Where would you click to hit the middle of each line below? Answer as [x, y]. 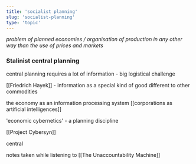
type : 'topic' [24, 22]
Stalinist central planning [43, 61]
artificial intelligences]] [34, 109]
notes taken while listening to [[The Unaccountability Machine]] [83, 155]
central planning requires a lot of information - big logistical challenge [91, 74]
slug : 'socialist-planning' [41, 17]
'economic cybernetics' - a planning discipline [62, 120]
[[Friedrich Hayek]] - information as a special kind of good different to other [98, 85]
